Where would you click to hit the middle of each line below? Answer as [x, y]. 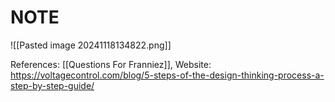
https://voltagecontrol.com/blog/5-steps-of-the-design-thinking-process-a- [167, 75]
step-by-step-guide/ [52, 85]
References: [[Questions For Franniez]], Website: [111, 64]
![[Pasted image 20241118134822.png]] [91, 45]
